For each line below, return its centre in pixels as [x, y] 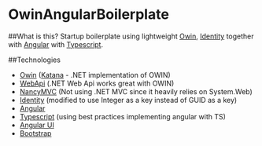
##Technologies [35, 60]
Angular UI [37, 125]
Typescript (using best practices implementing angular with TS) [123, 116]
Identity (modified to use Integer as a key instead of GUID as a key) [128, 100]
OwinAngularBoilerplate [89, 15]
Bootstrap [35, 133]
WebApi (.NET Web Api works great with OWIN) [97, 83]
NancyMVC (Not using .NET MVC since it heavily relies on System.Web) [136, 91]
